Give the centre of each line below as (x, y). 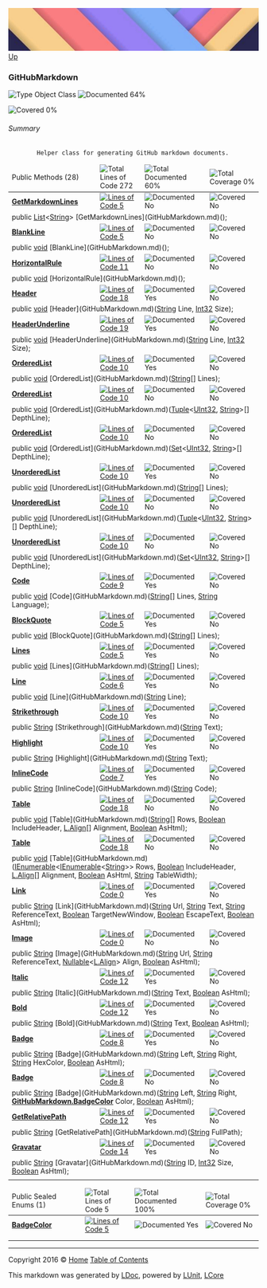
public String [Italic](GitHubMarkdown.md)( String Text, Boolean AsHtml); (131, 992)
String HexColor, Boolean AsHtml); (68, 1062)
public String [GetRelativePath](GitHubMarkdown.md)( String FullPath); (127, 1132)
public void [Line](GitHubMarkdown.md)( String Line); (99, 697)
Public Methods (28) (45, 177)
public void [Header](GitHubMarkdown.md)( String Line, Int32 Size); (122, 309)
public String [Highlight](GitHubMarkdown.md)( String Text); (110, 758)
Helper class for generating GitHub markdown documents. (133, 153)
